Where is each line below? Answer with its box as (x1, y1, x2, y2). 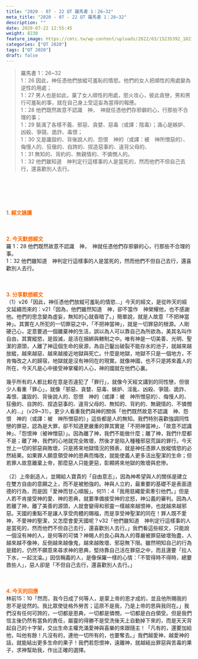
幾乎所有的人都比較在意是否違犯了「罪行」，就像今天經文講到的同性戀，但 (6, 378, 184, 385)
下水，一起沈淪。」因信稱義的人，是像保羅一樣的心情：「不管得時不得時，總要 (6, 553, 192, 561)
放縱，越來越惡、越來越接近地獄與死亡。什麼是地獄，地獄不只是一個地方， (6, 350, 187, 357)
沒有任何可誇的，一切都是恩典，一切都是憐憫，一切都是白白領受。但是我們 (11, 609, 192, 617)
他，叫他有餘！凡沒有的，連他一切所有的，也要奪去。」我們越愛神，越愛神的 (6, 631, 190, 638)
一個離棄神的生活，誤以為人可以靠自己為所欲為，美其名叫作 (47, 328, 192, 335)
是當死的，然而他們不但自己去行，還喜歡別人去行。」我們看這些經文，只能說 (6, 524, 190, 531)
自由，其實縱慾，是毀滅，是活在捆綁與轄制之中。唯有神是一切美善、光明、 (6, 335, 187, 342)
